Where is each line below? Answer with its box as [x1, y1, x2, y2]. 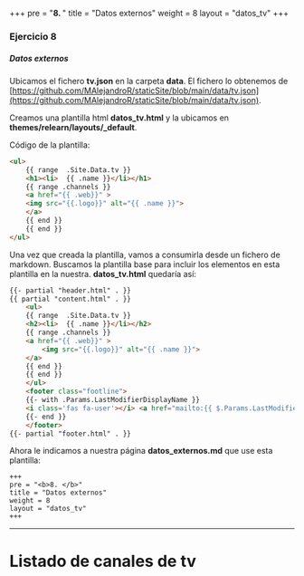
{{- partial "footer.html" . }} [9, 429, 131, 438]
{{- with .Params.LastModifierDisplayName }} [25, 396, 201, 405]
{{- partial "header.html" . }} [9, 285, 131, 295]
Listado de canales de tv [9, 551, 197, 571]
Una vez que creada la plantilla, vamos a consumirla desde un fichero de [9, 249, 280, 260]
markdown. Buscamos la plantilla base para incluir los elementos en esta [9, 258, 280, 270]
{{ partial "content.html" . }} [9, 294, 131, 303]
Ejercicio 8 [9, 30, 57, 43]
